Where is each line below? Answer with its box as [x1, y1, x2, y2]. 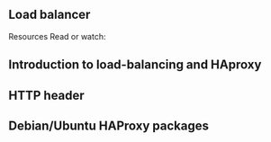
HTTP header [8, 87, 85, 102]
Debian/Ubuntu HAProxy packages [8, 118, 209, 133]
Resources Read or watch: [8, 31, 106, 41]
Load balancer [8, 7, 91, 22]
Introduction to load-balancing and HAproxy [8, 58, 262, 73]
